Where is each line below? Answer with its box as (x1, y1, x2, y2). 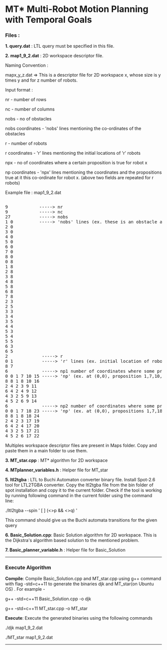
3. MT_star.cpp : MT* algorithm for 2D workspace (5, 457, 108, 463)
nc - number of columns (5, 106, 55, 112)
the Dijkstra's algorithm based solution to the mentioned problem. (5, 538, 140, 543)
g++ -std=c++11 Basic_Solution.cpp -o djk (5, 596, 91, 602)
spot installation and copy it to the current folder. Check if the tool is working (5, 487, 162, 493)
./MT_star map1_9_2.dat (5, 634, 53, 640)
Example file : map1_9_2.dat (5, 190, 61, 196)
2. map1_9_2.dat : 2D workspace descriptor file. (5, 53, 103, 59)
